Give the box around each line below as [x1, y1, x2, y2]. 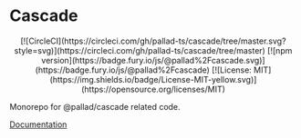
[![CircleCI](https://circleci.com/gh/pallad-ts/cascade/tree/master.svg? [20, 35, 286, 46]
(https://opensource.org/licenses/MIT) [80, 84, 226, 94]
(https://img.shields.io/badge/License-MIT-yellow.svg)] [49, 74, 257, 84]
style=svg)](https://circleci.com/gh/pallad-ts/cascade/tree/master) [14, 44, 266, 55]
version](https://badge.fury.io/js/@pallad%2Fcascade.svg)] [40, 54, 266, 65]
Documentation [9, 119, 67, 130]
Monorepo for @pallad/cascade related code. [9, 101, 181, 112]
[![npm [267, 44, 293, 55]
